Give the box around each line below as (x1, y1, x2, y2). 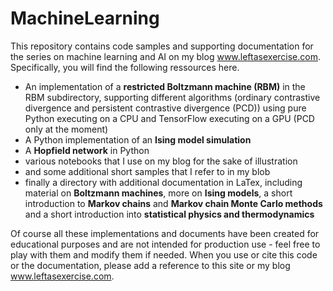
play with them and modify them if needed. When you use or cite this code (10, 248, 318, 261)
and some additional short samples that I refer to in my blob (24, 165, 271, 177)
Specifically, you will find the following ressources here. (10, 61, 240, 73)
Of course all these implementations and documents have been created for (10, 227, 320, 239)
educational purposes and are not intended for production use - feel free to (10, 238, 321, 250)
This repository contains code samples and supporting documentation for (10, 40, 314, 52)
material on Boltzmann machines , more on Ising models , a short (24, 187, 293, 199)
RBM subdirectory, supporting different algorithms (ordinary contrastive (24, 91, 321, 103)
